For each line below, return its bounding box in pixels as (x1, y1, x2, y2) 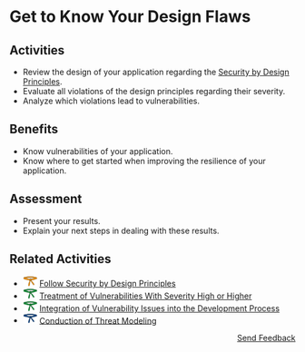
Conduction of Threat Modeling (39, 315, 157, 326)
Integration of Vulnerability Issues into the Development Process (39, 302, 280, 314)
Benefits (9, 122, 59, 137)
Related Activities (9, 251, 112, 267)
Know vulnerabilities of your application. (22, 145, 173, 156)
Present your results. (22, 215, 102, 226)
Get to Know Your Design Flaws (9, 6, 251, 27)
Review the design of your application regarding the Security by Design (22, 66, 290, 77)
